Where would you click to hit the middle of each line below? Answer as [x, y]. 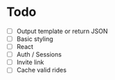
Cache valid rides [42, 70]
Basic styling [35, 39]
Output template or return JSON [62, 31]
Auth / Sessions [39, 54]
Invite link [30, 62]
